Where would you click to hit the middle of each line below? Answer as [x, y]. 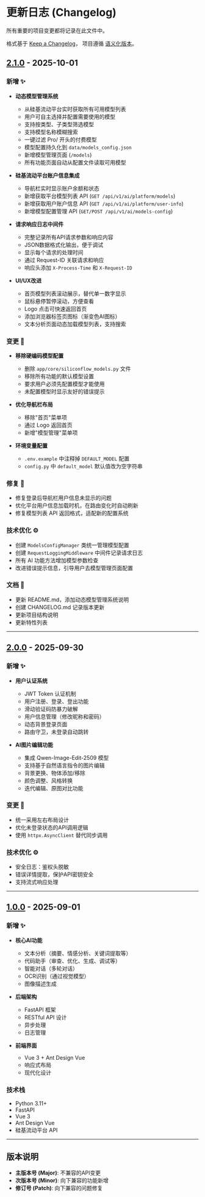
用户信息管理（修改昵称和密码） [64, 716]
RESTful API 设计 [45, 1017]
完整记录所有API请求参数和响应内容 [69, 237]
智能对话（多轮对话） [51, 968]
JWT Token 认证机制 [50, 693]
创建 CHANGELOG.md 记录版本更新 [60, 607]
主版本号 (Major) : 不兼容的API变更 [58, 1173]
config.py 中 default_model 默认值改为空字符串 [83, 466]
